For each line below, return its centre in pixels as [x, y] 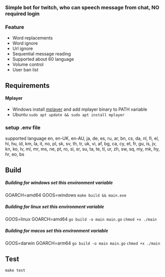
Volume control [28, 64]
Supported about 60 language [43, 59]
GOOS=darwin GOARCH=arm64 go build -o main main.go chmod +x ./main [83, 243]
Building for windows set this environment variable [59, 183]
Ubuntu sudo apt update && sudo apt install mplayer [68, 114]
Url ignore [23, 48]
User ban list [25, 70]
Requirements [27, 86]
